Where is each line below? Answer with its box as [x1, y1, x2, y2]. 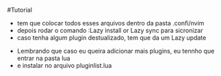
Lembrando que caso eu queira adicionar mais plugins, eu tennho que [16, 47, 215, 55]
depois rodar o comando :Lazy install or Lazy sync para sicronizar [16, 27, 203, 34]
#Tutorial [7, 6, 33, 14]
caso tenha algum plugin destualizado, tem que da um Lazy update [16, 34, 207, 42]
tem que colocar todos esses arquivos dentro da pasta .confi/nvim [16, 19, 205, 27]
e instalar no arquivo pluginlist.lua [16, 62, 112, 69]
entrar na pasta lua [16, 54, 70, 62]
